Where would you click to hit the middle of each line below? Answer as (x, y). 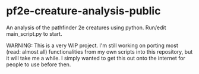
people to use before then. (39, 64)
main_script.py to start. (34, 33)
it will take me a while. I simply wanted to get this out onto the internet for (96, 58)
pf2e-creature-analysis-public (83, 11)
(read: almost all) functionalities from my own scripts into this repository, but (99, 51)
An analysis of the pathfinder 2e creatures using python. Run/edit (86, 27)
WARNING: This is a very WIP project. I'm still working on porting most (92, 45)
